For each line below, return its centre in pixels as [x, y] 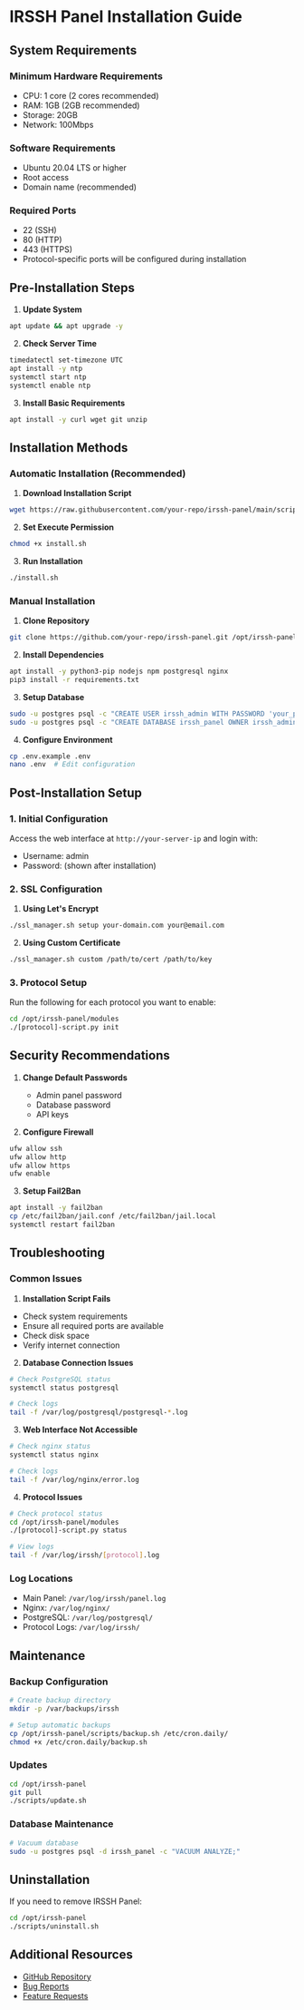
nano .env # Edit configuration [72, 765]
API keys [52, 1114]
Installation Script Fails [66, 1298]
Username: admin [56, 855]
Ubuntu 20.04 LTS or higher [74, 168]
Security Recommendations [90, 1055]
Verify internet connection [71, 1345]
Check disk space [56, 1335]
